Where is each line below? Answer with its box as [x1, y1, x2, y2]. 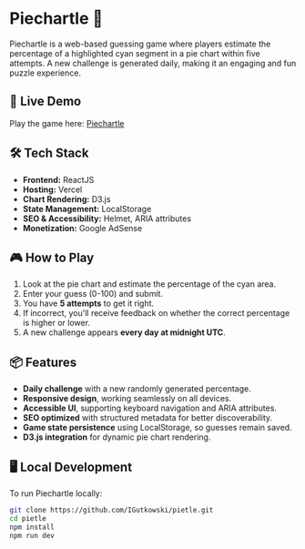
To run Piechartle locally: [9, 488, 103, 499]
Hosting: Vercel [22, 184, 83, 195]
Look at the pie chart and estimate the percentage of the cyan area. [22, 279, 277, 290]
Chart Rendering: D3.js [22, 193, 111, 204]
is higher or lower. [22, 318, 91, 329]
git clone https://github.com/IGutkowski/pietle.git [9, 505, 214, 514]
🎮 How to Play [9, 249, 95, 265]
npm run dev [9, 531, 55, 540]
